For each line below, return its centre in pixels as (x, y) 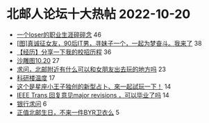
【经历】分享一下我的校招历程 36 (64, 52)
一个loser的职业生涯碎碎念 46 (59, 35)
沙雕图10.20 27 (38, 60)
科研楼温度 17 (36, 77)
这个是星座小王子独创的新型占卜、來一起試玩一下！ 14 (94, 86)
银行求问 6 (32, 104)
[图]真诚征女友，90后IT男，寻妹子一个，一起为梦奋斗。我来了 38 (109, 43)
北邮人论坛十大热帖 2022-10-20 (99, 14)
